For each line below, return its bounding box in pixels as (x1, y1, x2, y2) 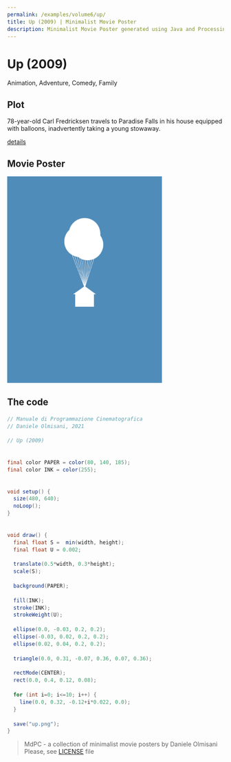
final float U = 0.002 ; (13, 546, 81, 553)
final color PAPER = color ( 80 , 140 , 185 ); (7, 459, 131, 466)
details (7, 138, 26, 146)
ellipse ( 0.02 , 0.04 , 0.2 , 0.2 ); (13, 640, 107, 647)
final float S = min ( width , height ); (13, 539, 125, 546)
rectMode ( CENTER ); (13, 670, 67, 677)
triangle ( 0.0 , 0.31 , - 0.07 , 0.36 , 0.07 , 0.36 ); (13, 655, 153, 662)
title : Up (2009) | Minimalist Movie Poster (7, 18, 137, 25)
